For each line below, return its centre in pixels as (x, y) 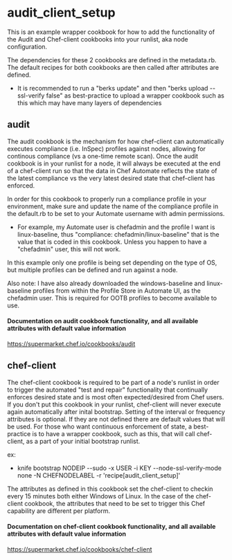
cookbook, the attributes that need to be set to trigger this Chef (115, 503)
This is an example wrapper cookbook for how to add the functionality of (111, 32)
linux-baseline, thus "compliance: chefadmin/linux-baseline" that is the (118, 234)
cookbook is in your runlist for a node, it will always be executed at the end (114, 163)
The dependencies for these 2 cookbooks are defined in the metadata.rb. (112, 60)
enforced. (21, 186)
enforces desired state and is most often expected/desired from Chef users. (116, 397)
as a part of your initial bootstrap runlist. (83, 441)
